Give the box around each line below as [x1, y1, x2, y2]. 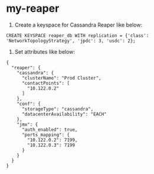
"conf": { [17, 101, 41, 107]
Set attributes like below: [14, 48, 76, 55]
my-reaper [6, 2, 60, 15]
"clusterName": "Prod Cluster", [21, 75, 101, 81]
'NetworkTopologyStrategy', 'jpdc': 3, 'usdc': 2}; [6, 38, 136, 44]
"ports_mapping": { [21, 132, 70, 137]
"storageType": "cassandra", [21, 106, 94, 112]
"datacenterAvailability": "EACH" [21, 111, 107, 117]
